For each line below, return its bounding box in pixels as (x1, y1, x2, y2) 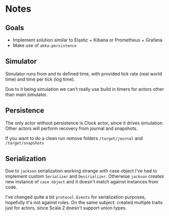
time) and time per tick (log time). (5, 76, 75, 82)
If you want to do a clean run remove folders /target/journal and (5, 135, 143, 141)
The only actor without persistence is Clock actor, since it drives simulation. (5, 119, 164, 126)
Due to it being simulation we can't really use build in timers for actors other (5, 86, 164, 92)
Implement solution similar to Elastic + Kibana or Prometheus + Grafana (12, 37, 163, 43)
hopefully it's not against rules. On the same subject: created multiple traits (5, 200, 163, 206)
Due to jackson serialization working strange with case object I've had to (5, 168, 157, 174)
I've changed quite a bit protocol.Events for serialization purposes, (5, 194, 146, 200)
